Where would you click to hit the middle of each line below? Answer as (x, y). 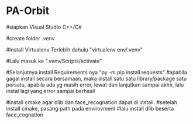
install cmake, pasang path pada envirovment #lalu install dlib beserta (90, 108)
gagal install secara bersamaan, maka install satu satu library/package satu (96, 78)
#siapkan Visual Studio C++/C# (44, 27)
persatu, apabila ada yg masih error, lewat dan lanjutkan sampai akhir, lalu (95, 85)
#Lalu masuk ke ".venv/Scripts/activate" (54, 61)
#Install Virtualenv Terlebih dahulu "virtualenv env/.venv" (75, 49)
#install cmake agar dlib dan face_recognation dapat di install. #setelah (92, 102)
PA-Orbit (28, 11)
